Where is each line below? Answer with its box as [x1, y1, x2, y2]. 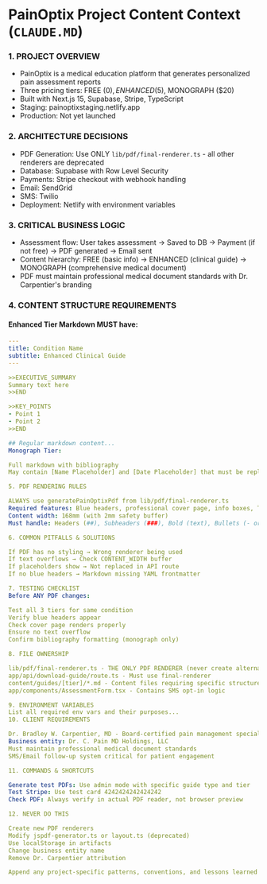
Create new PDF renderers [8, 824, 94, 832]
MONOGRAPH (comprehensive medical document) [19, 263, 187, 273]
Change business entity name [8, 847, 105, 855]
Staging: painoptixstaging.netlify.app [19, 103, 141, 112]
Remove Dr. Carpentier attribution [8, 854, 126, 862]
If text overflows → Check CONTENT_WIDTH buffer [8, 555, 172, 564]
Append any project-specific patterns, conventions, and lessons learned [8, 868, 258, 876]
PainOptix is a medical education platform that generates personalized [19, 69, 250, 79]
